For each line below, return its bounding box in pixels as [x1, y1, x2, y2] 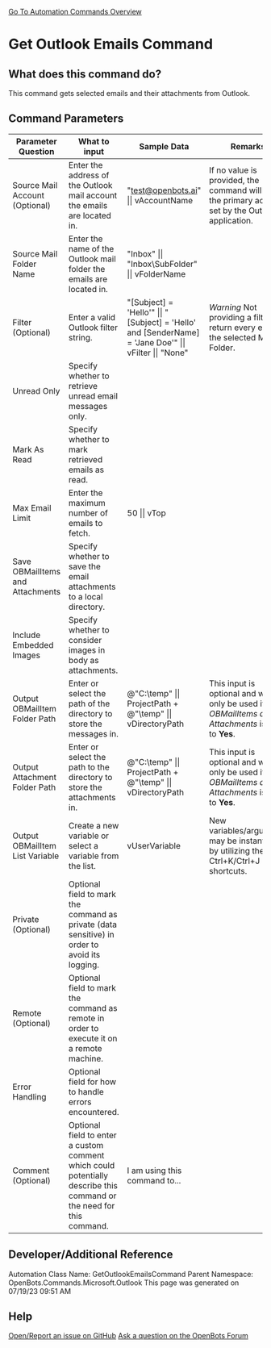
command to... [127, 1175, 181, 1186]
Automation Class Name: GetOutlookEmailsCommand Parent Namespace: [8, 1269, 254, 1279]
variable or [68, 830, 110, 841]
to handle [68, 1086, 105, 1097]
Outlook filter [68, 322, 119, 333]
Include [12, 629, 41, 641]
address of [68, 169, 110, 181]
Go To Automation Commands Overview [8, 7, 143, 16]
